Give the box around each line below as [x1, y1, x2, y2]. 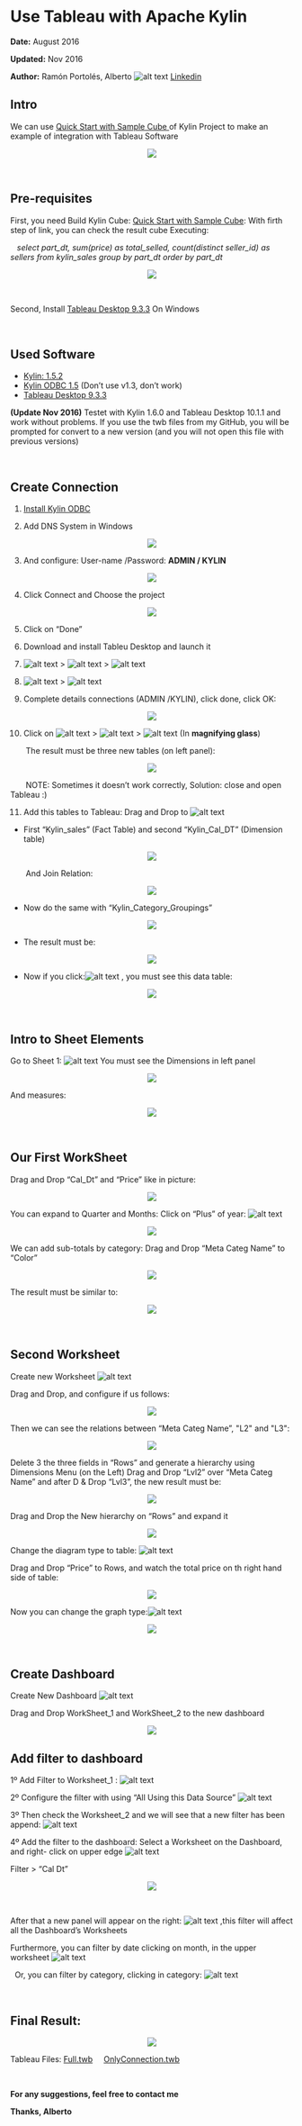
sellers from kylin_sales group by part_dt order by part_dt [10, 251, 223, 262]
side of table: [10, 1571, 59, 1582]
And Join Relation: [25, 868, 93, 879]
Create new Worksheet [10, 1371, 95, 1381]
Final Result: [10, 2013, 82, 2028]
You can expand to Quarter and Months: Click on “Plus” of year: [10, 1208, 246, 1219]
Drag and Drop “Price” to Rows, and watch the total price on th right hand [10, 1562, 282, 1573]
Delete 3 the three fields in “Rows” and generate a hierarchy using [10, 1457, 255, 1468]
